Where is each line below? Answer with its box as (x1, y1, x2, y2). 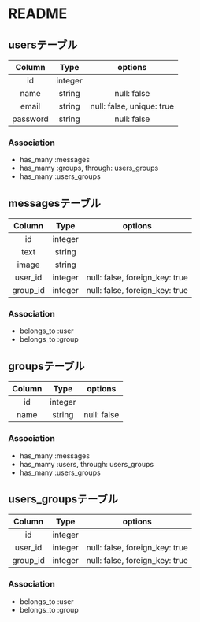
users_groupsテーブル (8, 492, 118, 505)
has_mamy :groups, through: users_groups (19, 163, 159, 173)
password (12, 113, 49, 124)
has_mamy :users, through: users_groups (19, 459, 154, 468)
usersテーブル (8, 38, 78, 51)
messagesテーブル (8, 196, 101, 209)
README (8, 5, 68, 23)
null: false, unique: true (90, 101, 175, 111)
